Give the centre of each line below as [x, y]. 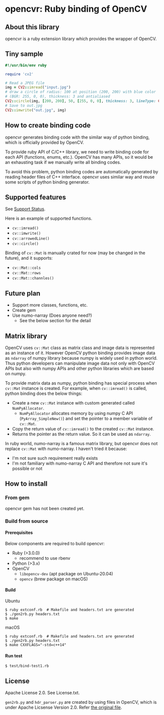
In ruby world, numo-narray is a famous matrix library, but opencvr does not [81, 443]
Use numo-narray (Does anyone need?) [52, 315]
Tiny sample [24, 54]
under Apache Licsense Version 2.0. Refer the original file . [64, 707]
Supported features [36, 197]
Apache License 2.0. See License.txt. [42, 693]
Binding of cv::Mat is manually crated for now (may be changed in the [75, 253]
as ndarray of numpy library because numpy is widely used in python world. [81, 358]
